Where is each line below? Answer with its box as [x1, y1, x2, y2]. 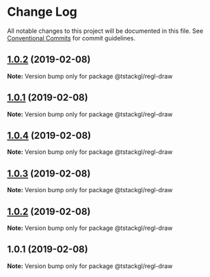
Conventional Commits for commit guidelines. [7, 34, 135, 42]
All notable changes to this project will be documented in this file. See [7, 27, 204, 35]
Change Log [7, 4, 77, 20]
